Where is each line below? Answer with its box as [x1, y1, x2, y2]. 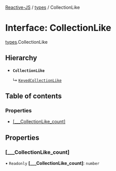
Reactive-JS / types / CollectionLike [5, 5, 80, 10]
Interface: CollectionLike [5, 22, 111, 34]
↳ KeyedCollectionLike [12, 77, 62, 83]
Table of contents [5, 92, 62, 101]
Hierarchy [5, 53, 37, 63]
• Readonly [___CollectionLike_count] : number [5, 160, 100, 166]
